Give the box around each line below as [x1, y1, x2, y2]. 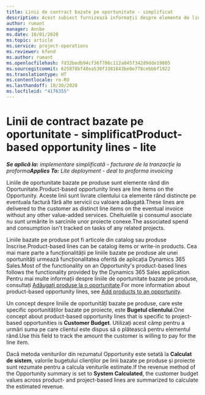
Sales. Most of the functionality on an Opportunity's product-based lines [6, 262, 187, 269]
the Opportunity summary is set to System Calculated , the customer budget [6, 369, 198, 377]
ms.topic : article [6, 37, 53, 43]
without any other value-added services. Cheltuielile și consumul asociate [6, 211, 192, 218]
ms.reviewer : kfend [6, 49, 56, 55]
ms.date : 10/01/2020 [6, 32, 59, 38]
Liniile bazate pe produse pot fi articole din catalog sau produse [6, 236, 167, 243]
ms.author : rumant [6, 54, 53, 60]
